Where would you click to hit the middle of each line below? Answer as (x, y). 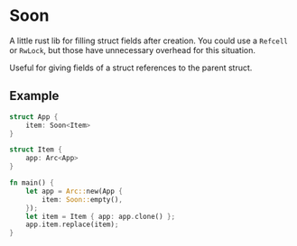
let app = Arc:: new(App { (74, 191)
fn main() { (32, 183)
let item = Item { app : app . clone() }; (101, 216)
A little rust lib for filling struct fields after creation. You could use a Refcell (149, 41)
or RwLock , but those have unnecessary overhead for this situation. (132, 50)
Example (34, 96)
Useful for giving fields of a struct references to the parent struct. (131, 68)
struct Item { (36, 150)
